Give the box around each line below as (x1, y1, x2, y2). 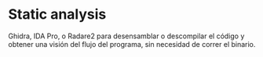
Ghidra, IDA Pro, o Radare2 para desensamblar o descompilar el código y (8, 31, 245, 41)
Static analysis (8, 5, 107, 23)
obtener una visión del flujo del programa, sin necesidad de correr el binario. (8, 39, 256, 48)
